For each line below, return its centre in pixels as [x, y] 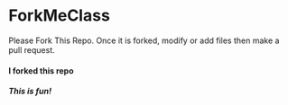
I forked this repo [41, 70]
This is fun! [30, 92]
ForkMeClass [59, 16]
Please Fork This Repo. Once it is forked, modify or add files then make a [144, 40]
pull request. [32, 49]
